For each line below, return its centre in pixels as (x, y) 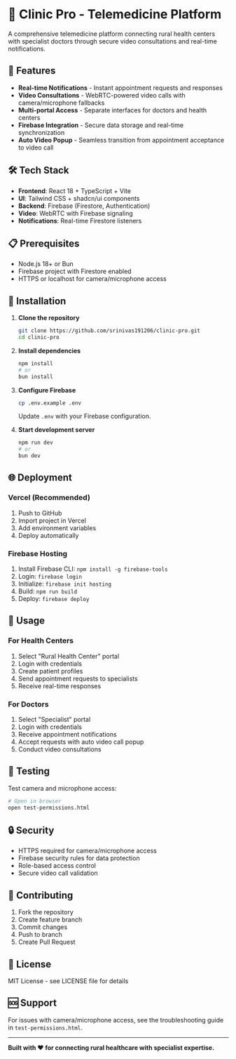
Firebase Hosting (38, 553)
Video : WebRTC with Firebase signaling (76, 213)
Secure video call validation (58, 873)
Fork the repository (46, 912)
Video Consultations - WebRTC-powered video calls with (102, 95)
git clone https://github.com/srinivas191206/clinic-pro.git (109, 331)
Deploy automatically (48, 535)
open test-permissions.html (49, 808)
